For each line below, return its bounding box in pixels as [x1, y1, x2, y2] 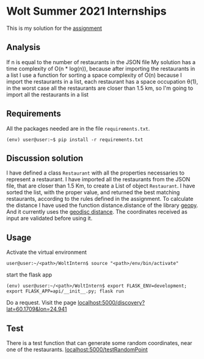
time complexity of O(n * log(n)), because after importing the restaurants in [6, 65, 195, 72]
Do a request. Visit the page [6, 299, 77, 306]
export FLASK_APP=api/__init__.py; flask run [6, 288, 124, 294]
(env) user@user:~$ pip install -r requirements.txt [6, 136, 144, 143]
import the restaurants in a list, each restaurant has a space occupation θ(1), [6, 78, 199, 85]
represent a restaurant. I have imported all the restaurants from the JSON [6, 176, 191, 183]
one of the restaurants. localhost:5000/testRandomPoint [6, 346, 148, 353]
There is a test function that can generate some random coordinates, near [6, 339, 192, 346]
